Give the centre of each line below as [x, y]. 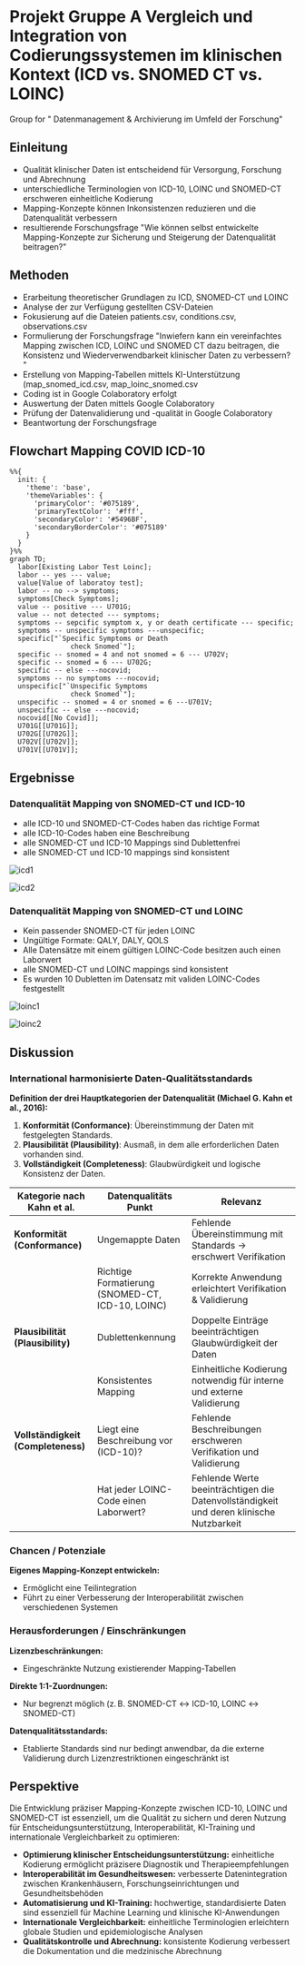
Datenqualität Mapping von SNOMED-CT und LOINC [126, 911]
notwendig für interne [237, 1380]
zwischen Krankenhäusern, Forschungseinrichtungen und [131, 1884]
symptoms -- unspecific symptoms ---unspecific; [111, 631]
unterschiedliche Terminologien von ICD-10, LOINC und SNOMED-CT [152, 189]
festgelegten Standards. [68, 1135]
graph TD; [28, 559]
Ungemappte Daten [138, 1239]
